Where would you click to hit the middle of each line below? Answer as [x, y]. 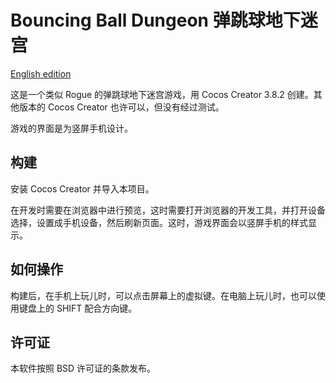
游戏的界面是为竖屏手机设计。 [71, 128]
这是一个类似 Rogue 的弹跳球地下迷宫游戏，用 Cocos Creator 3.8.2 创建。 [162, 94]
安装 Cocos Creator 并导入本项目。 [82, 188]
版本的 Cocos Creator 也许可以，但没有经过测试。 [121, 107]
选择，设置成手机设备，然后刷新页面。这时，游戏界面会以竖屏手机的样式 [159, 222]
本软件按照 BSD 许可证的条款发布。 [83, 368]
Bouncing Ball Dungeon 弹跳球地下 [155, 20]
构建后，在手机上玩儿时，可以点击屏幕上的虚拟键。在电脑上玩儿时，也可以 [163, 295]
